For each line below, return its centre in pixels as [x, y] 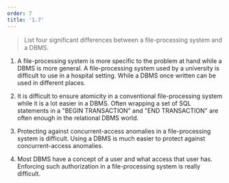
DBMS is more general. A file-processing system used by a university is [118, 68]
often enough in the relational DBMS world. [78, 118]
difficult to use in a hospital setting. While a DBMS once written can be [117, 75]
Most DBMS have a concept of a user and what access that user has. [114, 159]
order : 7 [20, 13]
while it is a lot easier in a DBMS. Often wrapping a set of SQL [104, 103]
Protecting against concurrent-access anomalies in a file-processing [114, 131]
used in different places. [51, 82]
